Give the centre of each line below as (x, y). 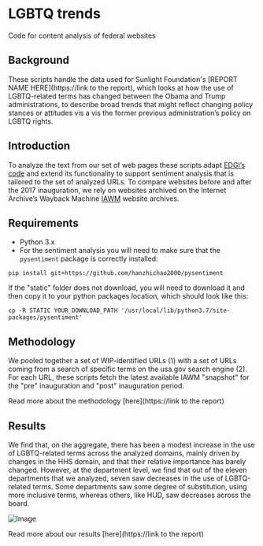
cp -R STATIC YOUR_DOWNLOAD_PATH (63, 311)
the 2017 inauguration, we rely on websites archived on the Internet (117, 190)
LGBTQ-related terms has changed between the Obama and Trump (117, 96)
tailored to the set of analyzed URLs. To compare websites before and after (130, 181)
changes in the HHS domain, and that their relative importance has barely (127, 461)
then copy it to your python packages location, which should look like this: (128, 296)
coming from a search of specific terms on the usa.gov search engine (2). (128, 369)
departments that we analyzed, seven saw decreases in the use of (116, 478)
